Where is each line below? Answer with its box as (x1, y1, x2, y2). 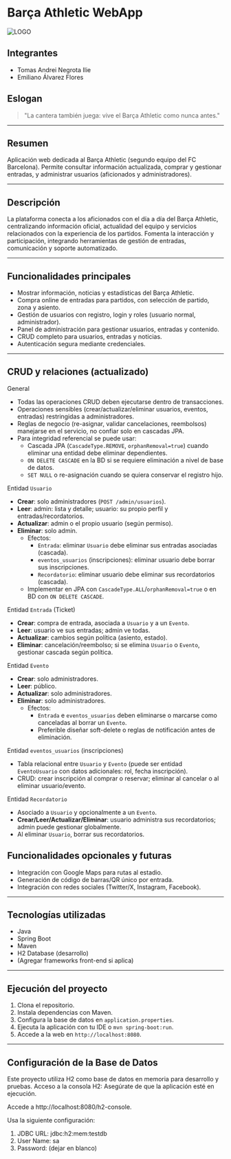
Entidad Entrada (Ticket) (7, 605, 76, 614)
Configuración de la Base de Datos (7, 1057, 158, 1068)
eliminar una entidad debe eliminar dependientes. (27, 449, 168, 457)
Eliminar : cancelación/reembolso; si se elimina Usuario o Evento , (16, 640, 200, 649)
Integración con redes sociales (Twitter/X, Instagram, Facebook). (16, 883, 201, 891)
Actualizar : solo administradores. (16, 689, 112, 697)
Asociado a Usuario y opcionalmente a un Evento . (16, 808, 157, 816)
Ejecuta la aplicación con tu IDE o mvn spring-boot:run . (16, 1023, 174, 1031)
